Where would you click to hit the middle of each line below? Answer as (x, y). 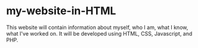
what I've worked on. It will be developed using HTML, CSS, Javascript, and (99, 33)
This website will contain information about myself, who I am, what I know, (97, 27)
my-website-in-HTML (61, 11)
